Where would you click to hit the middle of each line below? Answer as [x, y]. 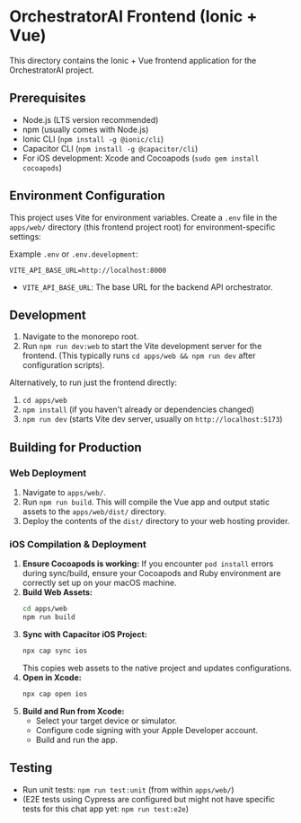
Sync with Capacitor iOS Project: [85, 635]
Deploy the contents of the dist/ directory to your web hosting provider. [156, 521]
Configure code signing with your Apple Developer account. [147, 730]
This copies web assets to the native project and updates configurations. [157, 668]
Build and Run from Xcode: [73, 711]
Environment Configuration [87, 196]
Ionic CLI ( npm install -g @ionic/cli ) [93, 139]
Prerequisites [48, 98]
